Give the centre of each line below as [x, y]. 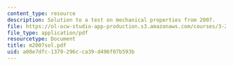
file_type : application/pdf [48, 33]
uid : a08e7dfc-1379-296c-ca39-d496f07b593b [71, 52]
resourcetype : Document [42, 39]
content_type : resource [42, 13]
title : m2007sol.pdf [37, 45]
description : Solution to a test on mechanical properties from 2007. [111, 20]
